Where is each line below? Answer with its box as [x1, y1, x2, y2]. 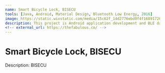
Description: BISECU [5, 62, 47, 68]
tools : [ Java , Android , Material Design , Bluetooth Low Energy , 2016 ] [5, 12, 153, 17]
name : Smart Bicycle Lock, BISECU [5, 7, 76, 12]
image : [5, 16, 19, 21]
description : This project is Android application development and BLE [5, 20, 155, 26]
